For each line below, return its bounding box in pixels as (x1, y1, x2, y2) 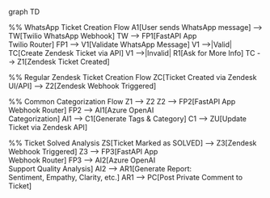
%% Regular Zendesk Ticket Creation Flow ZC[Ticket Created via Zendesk (8, 73, 257, 82)
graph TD (8, 7, 40, 16)
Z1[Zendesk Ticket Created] (17, 57, 111, 66)
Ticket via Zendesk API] (8, 123, 87, 132)
